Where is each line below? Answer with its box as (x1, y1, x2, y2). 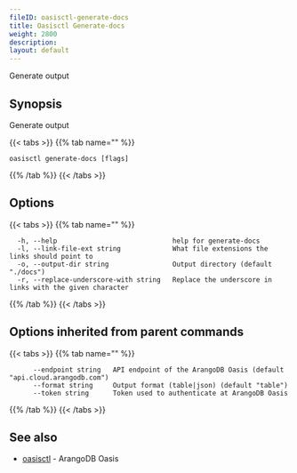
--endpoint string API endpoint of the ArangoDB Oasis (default (32, 365, 285, 374)
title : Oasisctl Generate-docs (9, 21, 125, 30)
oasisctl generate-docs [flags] (9, 154, 129, 163)
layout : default (9, 46, 69, 55)
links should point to (9, 252, 93, 261)
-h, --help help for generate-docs (17, 236, 261, 245)
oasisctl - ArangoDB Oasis (21, 453, 119, 464)
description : (9, 37, 58, 47)
